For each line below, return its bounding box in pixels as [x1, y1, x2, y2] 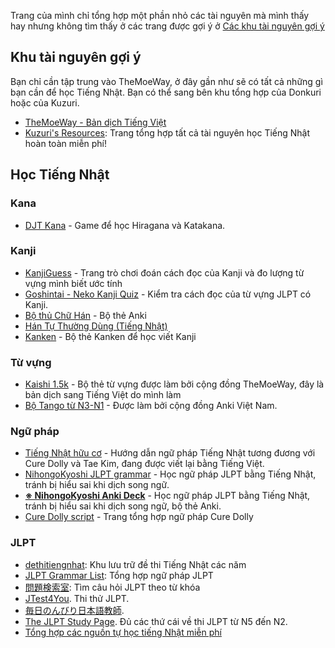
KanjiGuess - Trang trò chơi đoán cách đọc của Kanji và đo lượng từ [24, 266, 305, 279]
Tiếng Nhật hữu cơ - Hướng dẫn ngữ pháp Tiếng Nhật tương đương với [24, 447, 316, 459]
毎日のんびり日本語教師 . [24, 604, 125, 616]
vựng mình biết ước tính [24, 277, 123, 289]
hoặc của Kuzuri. [10, 96, 80, 109]
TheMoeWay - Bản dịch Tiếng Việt [24, 116, 167, 128]
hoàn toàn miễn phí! [24, 137, 108, 149]
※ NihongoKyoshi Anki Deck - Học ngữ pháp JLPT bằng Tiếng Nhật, [24, 490, 311, 502]
